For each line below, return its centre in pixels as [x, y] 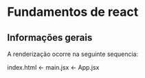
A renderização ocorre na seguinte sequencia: [73, 54]
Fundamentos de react [73, 12]
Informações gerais [50, 38]
